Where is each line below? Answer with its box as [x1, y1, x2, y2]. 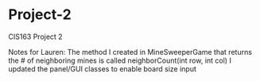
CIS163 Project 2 [8, 32, 63, 41]
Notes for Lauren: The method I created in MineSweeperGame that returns [8, 47, 253, 56]
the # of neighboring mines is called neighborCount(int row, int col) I [8, 56, 232, 65]
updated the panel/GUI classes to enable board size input [8, 64, 197, 73]
